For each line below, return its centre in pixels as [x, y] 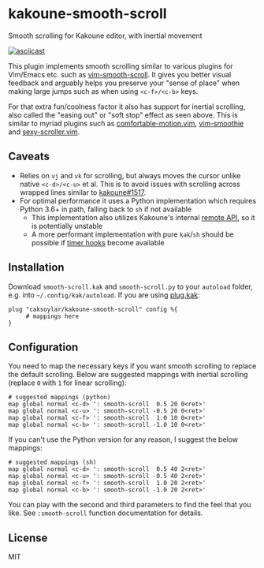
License [28, 538]
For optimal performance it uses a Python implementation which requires [138, 200]
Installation [36, 268]
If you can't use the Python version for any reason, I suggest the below [123, 439]
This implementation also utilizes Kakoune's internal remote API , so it [143, 217]
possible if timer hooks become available [98, 242]
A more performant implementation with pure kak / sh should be [132, 234]
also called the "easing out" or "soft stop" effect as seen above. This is [123, 114]
